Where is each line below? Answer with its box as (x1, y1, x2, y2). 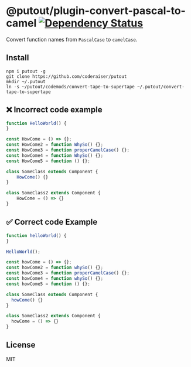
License (6, 340, 36, 350)
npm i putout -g (6, 68, 46, 74)
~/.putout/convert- (137, 84, 185, 90)
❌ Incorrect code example (6, 105, 103, 115)
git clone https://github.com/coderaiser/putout (6, 73, 127, 80)
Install (6, 53, 29, 63)
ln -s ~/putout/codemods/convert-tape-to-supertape (6, 84, 135, 90)
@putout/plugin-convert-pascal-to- (6, 4, 186, 18)
